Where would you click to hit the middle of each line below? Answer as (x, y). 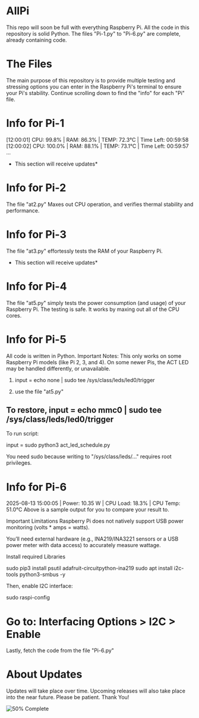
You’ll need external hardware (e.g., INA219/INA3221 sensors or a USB (92, 539)
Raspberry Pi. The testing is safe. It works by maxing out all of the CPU (93, 309)
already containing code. (37, 40)
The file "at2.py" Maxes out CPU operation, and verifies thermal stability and (100, 204)
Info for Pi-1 (35, 123)
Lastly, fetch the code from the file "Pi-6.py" (60, 650)
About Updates (44, 674)
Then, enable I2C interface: (40, 586)
